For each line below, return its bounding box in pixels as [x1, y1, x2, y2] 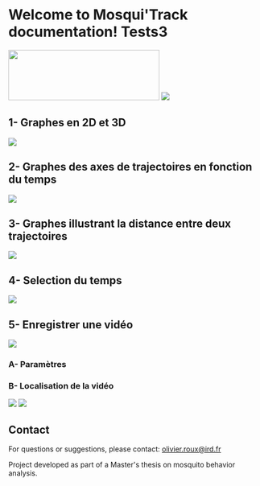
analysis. [8, 468, 38, 478]
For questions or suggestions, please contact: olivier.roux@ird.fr [8, 444, 221, 454]
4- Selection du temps [8, 274, 122, 287]
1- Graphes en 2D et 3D [8, 116, 126, 130]
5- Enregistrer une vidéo [8, 318, 134, 332]
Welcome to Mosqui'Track [8, 6, 188, 24]
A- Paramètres [8, 358, 67, 369]
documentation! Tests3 [8, 23, 168, 41]
